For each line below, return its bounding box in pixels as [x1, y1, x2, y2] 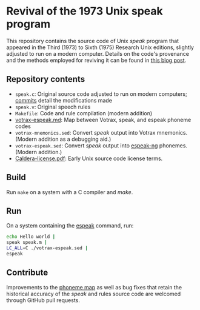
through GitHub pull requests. [6, 296, 81, 304]
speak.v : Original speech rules [15, 103, 91, 110]
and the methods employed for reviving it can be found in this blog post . [6, 56, 187, 64]
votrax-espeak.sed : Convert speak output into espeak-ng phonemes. [15, 141, 188, 149]
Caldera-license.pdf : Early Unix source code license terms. [15, 155, 163, 162]
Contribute [6, 268, 48, 278]
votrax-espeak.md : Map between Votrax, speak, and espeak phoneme [15, 116, 192, 123]
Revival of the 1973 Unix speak [6, 4, 163, 18]
